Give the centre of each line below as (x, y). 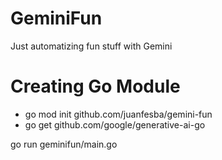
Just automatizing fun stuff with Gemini (91, 46)
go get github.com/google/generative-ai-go (115, 124)
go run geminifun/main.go (64, 144)
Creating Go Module (95, 86)
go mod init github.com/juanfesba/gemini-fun (118, 114)
